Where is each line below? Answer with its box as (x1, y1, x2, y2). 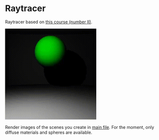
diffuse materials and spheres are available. (5, 129, 92, 135)
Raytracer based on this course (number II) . (5, 19, 92, 25)
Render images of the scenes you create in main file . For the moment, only (5, 124, 155, 130)
